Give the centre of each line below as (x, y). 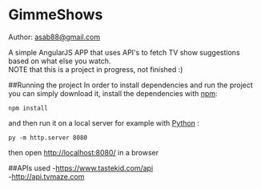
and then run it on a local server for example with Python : (104, 123)
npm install (28, 108)
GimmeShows (56, 15)
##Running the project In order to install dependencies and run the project (131, 85)
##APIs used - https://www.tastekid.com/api (81, 168)
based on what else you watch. (60, 61)
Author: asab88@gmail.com (54, 37)
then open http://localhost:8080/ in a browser (83, 152)
